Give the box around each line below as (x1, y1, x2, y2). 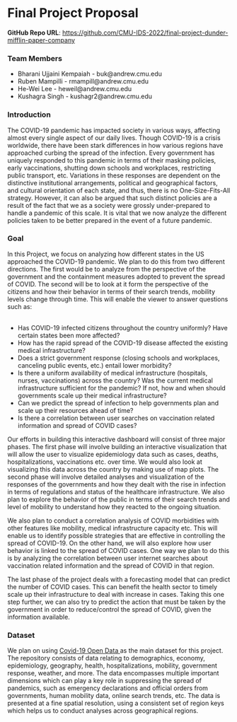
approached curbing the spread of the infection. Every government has (7, 149, 215, 157)
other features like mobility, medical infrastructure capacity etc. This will (7, 523, 218, 532)
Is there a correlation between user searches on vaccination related (17, 414, 215, 422)
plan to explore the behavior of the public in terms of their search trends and (7, 495, 230, 503)
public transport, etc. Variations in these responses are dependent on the (7, 171, 221, 180)
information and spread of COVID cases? (17, 421, 137, 429)
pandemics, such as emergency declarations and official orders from (7, 684, 209, 692)
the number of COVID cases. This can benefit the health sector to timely (7, 582, 218, 591)
